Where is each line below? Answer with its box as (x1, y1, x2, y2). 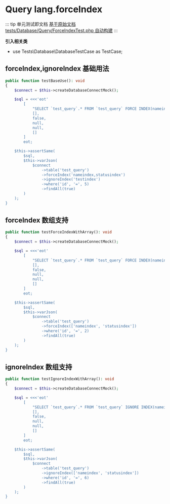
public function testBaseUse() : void (5, 78, 85, 83)
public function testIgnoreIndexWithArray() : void (5, 376, 114, 382)
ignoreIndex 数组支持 (5, 363, 72, 371)
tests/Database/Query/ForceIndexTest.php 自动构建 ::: (5, 27, 118, 34)
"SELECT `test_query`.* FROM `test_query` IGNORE (32, 404, 139, 410)
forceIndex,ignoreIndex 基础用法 (5, 65, 110, 73)
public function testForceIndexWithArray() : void (5, 230, 112, 235)
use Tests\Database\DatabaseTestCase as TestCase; (12, 48, 123, 54)
